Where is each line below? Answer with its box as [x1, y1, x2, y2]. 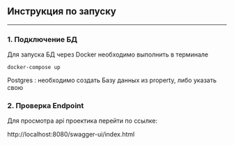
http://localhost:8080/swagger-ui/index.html [7, 130, 135, 139]
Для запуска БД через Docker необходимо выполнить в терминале [7, 50, 209, 59]
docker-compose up [7, 64, 61, 71]
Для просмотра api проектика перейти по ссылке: [7, 116, 158, 125]
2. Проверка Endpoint [7, 101, 84, 111]
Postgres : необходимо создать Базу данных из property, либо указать [7, 76, 217, 84]
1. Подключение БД [7, 34, 78, 44]
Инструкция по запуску [7, 6, 116, 17]
